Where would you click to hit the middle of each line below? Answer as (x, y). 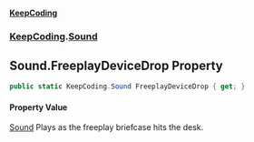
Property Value (39, 107)
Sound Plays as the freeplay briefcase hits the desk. (107, 127)
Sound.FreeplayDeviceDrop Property (117, 65)
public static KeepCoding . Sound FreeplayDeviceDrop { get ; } (127, 86)
